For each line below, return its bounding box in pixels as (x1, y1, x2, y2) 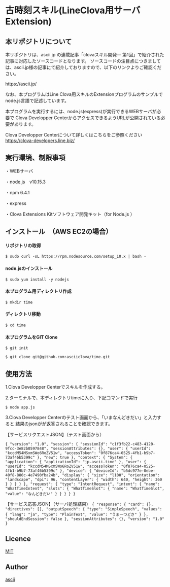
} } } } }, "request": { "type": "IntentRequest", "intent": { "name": (5, 481, 160, 487)
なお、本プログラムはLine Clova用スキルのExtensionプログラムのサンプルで (5, 91, 163, 97)
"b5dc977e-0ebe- (121, 468, 156, 473)
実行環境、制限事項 (5, 153, 65, 162)
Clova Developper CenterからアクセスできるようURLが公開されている (15, 115, 161, 121)
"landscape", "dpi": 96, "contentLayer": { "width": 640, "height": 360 (5, 477, 162, 482)
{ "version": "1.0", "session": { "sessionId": (5, 442, 108, 447)
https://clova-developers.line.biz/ (5, 137, 75, 144)
